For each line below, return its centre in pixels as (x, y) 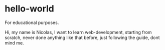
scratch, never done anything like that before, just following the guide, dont (82, 37)
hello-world (30, 9)
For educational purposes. (32, 22)
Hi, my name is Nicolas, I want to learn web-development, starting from (78, 32)
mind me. (14, 42)
